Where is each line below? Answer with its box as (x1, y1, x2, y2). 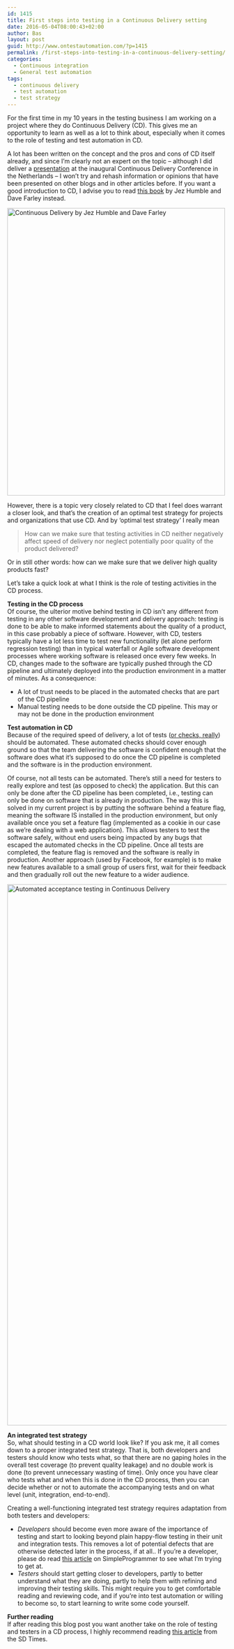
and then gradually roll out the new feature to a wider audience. (7, 871, 189, 878)
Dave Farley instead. (7, 194, 66, 202)
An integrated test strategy (7, 1431, 88, 1439)
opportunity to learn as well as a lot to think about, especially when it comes (7, 128, 226, 137)
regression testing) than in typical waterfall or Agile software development (7, 644, 220, 653)
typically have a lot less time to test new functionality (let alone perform (7, 637, 212, 645)
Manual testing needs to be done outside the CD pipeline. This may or (17, 702, 218, 711)
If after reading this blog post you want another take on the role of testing (7, 1620, 218, 1628)
